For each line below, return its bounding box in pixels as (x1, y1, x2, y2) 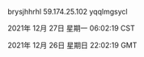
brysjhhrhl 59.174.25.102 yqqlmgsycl (7, 7, 128, 16)
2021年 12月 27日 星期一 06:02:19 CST (7, 23, 135, 33)
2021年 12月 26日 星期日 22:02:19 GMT (7, 40, 138, 50)
